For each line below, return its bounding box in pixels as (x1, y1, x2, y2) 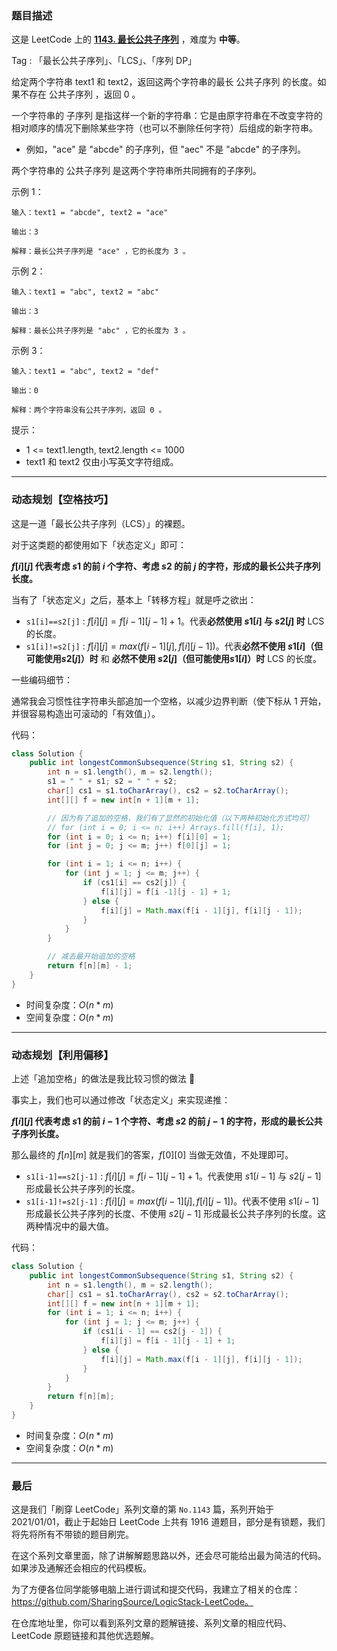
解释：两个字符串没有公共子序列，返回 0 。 (11, 405, 167, 416)
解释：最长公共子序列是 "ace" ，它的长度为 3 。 (11, 247, 191, 257)
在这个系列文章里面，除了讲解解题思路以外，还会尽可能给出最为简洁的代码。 (11, 1550, 327, 1562)
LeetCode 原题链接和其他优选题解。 (11, 1630, 160, 1642)
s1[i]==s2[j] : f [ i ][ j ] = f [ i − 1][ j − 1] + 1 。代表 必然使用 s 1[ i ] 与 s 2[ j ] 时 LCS (25, 615, 325, 627)
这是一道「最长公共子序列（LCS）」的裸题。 (11, 517, 191, 529)
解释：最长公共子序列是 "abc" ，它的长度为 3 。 (11, 326, 191, 336)
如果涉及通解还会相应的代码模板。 (11, 1562, 152, 1574)
